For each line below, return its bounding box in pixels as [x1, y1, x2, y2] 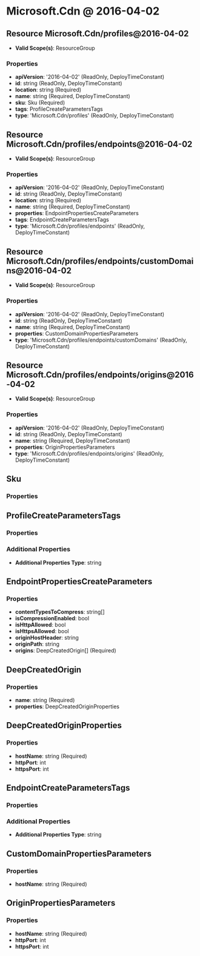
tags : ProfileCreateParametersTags [15, 105, 103, 113]
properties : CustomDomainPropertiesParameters [15, 330, 138, 337]
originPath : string [15, 640, 59, 648]
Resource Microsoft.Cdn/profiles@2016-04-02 [6, 28, 189, 39]
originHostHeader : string [15, 634, 79, 642]
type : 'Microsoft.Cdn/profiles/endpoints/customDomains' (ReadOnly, [15, 336, 188, 344]
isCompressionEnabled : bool [15, 615, 90, 622]
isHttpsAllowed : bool [15, 628, 69, 635]
